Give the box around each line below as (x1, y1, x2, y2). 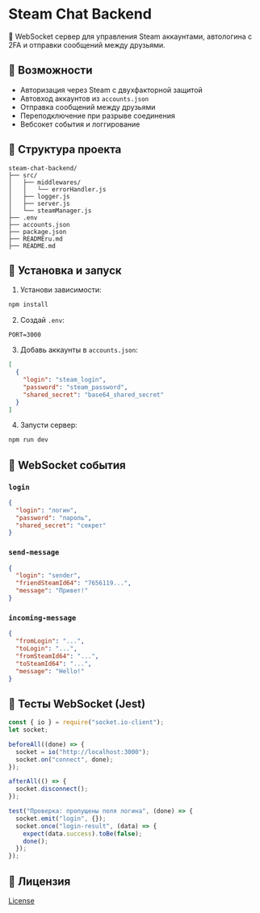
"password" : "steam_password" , (23, 383, 128, 392)
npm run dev (8, 436, 48, 444)
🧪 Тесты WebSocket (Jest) (8, 697, 146, 710)
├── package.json (8, 228, 67, 236)
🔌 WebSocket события (8, 458, 127, 472)
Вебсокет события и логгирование (19, 119, 140, 129)
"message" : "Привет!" (15, 587, 89, 595)
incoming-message (8, 613, 77, 622)
